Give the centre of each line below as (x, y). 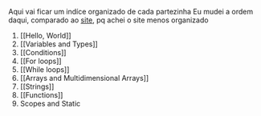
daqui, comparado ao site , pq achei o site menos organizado (108, 20)
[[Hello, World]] (45, 36)
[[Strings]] (37, 86)
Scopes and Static (50, 104)
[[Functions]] (41, 95)
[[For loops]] (41, 61)
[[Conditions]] (43, 52)
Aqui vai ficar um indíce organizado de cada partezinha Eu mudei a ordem (131, 12)
